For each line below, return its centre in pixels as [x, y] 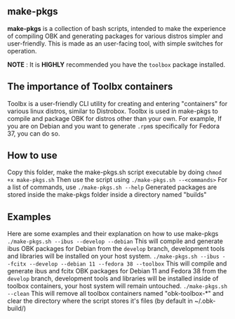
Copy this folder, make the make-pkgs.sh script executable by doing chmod [115, 172]
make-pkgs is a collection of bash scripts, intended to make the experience [117, 28]
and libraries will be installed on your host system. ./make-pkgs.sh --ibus [113, 256]
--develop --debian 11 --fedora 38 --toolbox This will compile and [128, 263]
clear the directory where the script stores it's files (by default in [100, 301]
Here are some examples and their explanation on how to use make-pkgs [113, 234]
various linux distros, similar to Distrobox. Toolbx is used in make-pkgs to [113, 111]
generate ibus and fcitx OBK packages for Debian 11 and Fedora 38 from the [117, 271]
